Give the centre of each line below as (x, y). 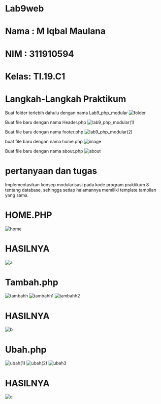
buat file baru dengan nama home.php (44, 141)
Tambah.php (32, 282)
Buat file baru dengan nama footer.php (44, 132)
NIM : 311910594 (40, 54)
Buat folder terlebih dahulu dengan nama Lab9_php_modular (66, 113)
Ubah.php (26, 349)
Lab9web (25, 9)
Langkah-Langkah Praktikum (66, 99)
